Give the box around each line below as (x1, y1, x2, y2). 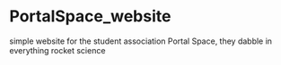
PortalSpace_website (9, 6, 171, 27)
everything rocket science (9, 45, 106, 55)
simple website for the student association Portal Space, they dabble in (9, 36, 272, 46)
